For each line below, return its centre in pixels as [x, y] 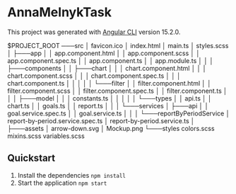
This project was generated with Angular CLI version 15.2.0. [94, 32]
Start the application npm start [62, 183]
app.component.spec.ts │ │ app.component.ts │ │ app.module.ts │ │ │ [111, 60]
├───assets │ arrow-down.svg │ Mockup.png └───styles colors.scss [111, 128]
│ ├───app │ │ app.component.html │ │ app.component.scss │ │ [104, 53]
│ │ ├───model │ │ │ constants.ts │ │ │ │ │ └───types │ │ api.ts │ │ [110, 98]
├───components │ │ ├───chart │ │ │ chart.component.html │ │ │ [107, 68]
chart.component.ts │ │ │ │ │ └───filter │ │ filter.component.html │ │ [110, 83]
